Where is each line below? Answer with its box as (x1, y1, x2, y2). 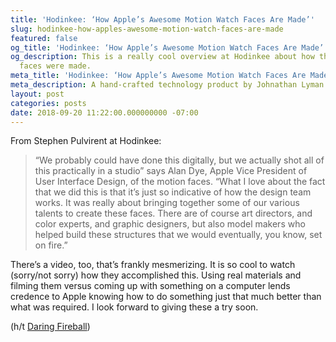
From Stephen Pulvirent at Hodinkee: (10, 135, 162, 147)
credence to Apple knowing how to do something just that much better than (10, 291, 322, 303)
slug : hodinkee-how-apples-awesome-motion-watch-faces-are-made (10, 24, 284, 34)
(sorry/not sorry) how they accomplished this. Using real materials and (10, 269, 302, 281)
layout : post (10, 89, 65, 99)
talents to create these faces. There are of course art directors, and (34, 207, 313, 220)
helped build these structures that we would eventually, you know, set (34, 229, 323, 241)
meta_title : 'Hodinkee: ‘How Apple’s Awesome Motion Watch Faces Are (10, 71, 307, 81)
